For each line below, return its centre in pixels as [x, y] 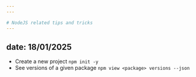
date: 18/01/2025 [39, 47]
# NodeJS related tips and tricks [50, 23]
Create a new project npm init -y [56, 61]
